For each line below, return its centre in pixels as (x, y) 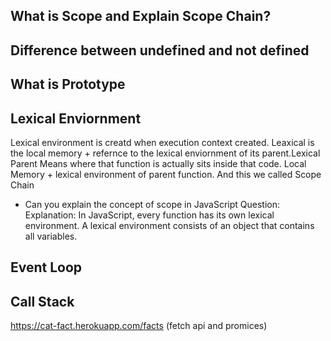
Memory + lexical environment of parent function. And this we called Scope (166, 174)
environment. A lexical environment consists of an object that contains (169, 225)
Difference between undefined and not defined (160, 50)
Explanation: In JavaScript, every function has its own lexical (149, 215)
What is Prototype (68, 84)
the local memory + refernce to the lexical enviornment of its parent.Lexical (165, 153)
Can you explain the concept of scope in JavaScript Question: (152, 204)
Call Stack (42, 301)
